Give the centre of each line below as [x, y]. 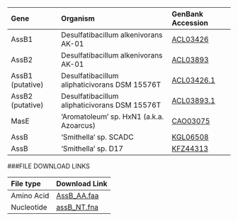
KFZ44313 [190, 149]
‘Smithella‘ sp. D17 [92, 149]
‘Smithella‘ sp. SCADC [97, 137]
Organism [78, 18]
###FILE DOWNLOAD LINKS [49, 166]
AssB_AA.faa [78, 196]
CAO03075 [191, 121]
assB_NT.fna [78, 207]
